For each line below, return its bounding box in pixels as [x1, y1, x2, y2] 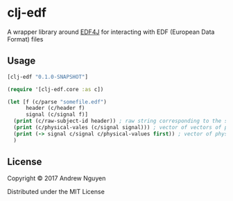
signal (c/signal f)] [25, 111, 89, 118]
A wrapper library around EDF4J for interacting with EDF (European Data [7, 28, 215, 36]
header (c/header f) [25, 105, 85, 112]
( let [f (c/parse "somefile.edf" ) [7, 98, 107, 105]
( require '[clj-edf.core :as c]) [7, 86, 104, 93]
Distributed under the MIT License [7, 188, 105, 196]
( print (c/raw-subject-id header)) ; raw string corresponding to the [13, 117, 222, 125]
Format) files [7, 35, 44, 43]
